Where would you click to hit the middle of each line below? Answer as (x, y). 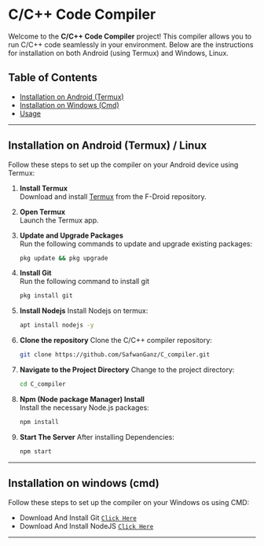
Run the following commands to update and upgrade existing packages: (136, 243)
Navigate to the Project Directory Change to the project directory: (127, 370)
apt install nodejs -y (57, 325)
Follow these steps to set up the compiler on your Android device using (123, 164)
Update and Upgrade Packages (71, 235)
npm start (36, 451)
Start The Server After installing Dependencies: (97, 437)
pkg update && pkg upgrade (64, 258)
